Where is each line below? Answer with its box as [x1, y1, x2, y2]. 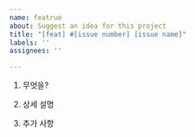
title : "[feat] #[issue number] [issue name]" [9, 30, 187, 39]
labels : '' [9, 38, 50, 47]
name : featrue [9, 13, 63, 22]
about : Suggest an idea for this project [9, 21, 167, 30]
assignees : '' [9, 47, 63, 56]
